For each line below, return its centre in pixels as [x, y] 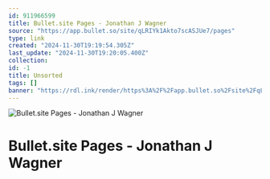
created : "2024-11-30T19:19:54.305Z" [72, 46]
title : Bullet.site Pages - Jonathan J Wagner [88, 23]
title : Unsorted [35, 75]
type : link [27, 38]
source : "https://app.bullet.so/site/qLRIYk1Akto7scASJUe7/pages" [122, 31]
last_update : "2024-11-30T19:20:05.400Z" [79, 53]
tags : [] [23, 83]
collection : [28, 61]
